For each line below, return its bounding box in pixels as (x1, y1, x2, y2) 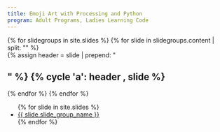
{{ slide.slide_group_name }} (17, 110, 100, 119)
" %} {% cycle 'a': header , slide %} (7, 71, 166, 82)
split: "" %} (7, 43, 39, 52)
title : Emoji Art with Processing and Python (7, 10, 142, 17)
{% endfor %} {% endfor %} (7, 89, 89, 98)
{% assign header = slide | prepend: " (7, 50, 116, 59)
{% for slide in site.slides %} (17, 103, 99, 112)
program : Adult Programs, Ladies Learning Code (7, 17, 149, 24)
